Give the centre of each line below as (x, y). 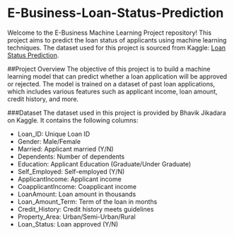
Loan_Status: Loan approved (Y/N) (68, 224)
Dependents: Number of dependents (71, 156)
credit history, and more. (43, 99)
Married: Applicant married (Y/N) (66, 149)
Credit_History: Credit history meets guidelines (86, 209)
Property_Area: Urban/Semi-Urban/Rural (76, 217)
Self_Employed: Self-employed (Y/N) (71, 171)
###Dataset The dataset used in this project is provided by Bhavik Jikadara (117, 113)
